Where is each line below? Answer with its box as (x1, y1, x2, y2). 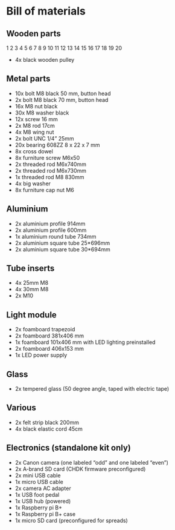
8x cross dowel (14, 147, 53, 155)
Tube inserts (6, 263, 55, 274)
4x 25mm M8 (14, 279, 49, 287)
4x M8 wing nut (14, 128, 54, 136)
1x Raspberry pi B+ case (14, 510, 76, 517)
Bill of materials (6, 4, 86, 18)
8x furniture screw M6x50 (14, 154, 80, 161)
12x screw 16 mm (14, 115, 59, 122)
